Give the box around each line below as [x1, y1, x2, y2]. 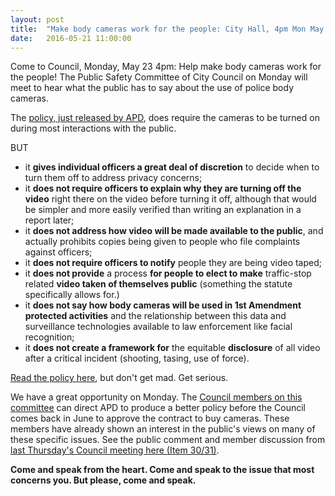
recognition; [24, 331, 75, 343]
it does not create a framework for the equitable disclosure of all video [24, 342, 321, 354]
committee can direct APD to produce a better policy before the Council [10, 402, 307, 414]
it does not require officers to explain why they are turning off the [24, 182, 302, 195]
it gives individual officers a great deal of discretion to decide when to [24, 161, 320, 173]
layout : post [10, 14, 65, 25]
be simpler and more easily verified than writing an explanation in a [24, 204, 302, 216]
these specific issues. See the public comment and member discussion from [10, 434, 326, 446]
